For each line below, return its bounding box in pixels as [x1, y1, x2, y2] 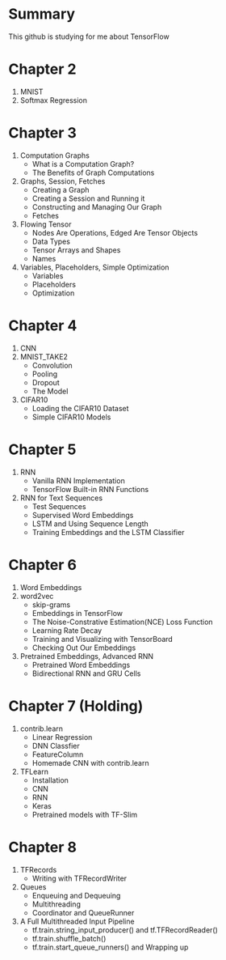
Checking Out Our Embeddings [31, 643, 136, 652]
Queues [19, 881, 47, 891]
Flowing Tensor [19, 219, 72, 229]
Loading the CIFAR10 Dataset [31, 403, 129, 413]
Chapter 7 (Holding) [8, 697, 144, 715]
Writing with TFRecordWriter [31, 873, 128, 883]
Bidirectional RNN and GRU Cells [31, 669, 141, 678]
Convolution [31, 360, 73, 370]
